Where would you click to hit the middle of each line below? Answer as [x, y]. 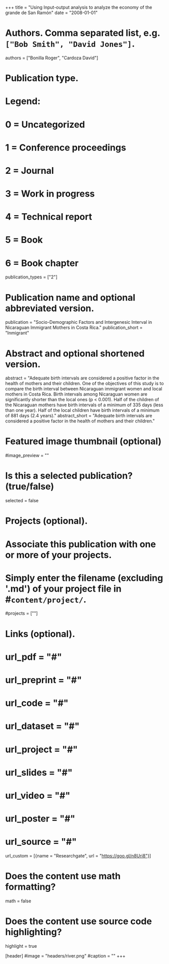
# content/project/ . [46, 599]
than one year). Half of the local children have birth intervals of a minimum [82, 410]
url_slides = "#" [39, 772]
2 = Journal [30, 171]
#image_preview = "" [27, 455]
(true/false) [30, 487]
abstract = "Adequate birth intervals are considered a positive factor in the [82, 378]
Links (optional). [40, 634]
